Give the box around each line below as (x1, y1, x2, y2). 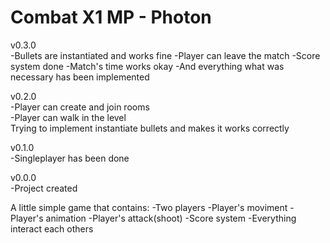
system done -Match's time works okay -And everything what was (10, 60, 285, 72)
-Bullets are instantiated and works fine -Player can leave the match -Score (10, 49, 321, 61)
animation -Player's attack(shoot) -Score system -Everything (45, 212, 297, 224)
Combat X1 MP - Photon (10, 6, 212, 29)
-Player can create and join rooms (10, 101, 150, 113)
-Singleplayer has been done (10, 152, 130, 164)
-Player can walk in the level (10, 111, 127, 123)
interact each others (10, 222, 94, 235)
